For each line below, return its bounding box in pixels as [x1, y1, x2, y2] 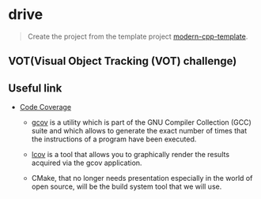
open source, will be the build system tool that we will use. [31, 182, 222, 191]
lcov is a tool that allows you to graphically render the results [31, 150, 230, 160]
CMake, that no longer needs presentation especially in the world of [31, 174, 253, 183]
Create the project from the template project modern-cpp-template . [27, 32, 248, 41]
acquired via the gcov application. [31, 158, 142, 167]
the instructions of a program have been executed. [31, 134, 197, 144]
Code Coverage [19, 103, 72, 112]
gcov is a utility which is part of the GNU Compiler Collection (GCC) [31, 118, 252, 127]
